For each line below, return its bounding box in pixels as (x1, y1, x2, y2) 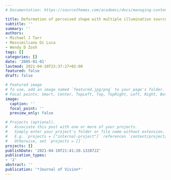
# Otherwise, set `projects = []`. (5, 138, 85, 143)
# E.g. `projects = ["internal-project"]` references (5, 134, 126, 139)
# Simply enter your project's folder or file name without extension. (5, 129, 165, 134)
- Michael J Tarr (5, 35, 42, 41)
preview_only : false (10, 111, 53, 116)
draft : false (5, 73, 33, 79)
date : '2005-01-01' (5, 59, 47, 64)
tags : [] (5, 49, 24, 55)
